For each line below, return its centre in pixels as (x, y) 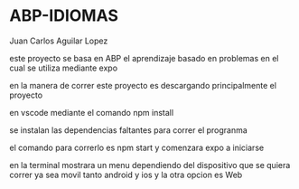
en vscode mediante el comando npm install (92, 112)
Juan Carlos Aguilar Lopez (59, 41)
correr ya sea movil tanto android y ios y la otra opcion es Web (126, 175)
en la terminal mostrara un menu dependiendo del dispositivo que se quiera (150, 165)
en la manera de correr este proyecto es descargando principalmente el (143, 85)
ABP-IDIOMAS (64, 16)
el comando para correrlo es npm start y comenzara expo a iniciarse (137, 147)
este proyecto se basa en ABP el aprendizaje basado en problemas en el (144, 58)
